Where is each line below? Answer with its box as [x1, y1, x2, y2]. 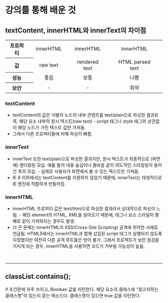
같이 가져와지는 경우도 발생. [21, 218, 75, 224]
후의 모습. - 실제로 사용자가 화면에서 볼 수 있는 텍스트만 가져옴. [17, 168, 140, 174]
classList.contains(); [5, 272, 71, 281]
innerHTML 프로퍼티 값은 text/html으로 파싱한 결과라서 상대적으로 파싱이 [12, 205, 155, 211]
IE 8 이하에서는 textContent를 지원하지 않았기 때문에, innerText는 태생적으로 [12, 174, 162, 180]
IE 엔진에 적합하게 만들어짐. [12, 181, 66, 187]
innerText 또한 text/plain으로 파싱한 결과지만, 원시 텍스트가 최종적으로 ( [12, 156, 152, 162]
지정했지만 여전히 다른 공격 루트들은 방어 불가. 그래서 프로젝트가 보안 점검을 [12, 236, 159, 243]
